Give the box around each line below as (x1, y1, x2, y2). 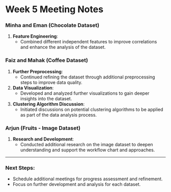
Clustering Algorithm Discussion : (12, 101, 85, 107)
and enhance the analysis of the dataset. (20, 44, 106, 50)
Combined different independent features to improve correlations (20, 39, 157, 45)
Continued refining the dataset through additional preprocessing (20, 74, 155, 80)
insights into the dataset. (20, 95, 72, 101)
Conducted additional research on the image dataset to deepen (20, 142, 154, 148)
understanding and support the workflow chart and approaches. (20, 147, 155, 153)
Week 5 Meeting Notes (5, 4, 103, 15)
